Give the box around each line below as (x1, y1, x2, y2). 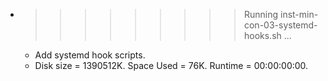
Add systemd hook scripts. (34, 49, 146, 61)
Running (243, 9, 279, 20)
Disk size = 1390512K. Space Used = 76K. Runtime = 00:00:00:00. (34, 60, 309, 71)
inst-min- (279, 9, 319, 20)
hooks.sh (243, 30, 282, 41)
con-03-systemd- (243, 19, 318, 31)
